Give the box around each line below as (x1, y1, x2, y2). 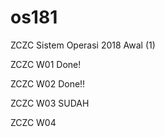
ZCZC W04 (10, 116, 57, 128)
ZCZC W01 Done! (10, 58, 82, 70)
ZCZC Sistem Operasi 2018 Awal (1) (10, 39, 156, 51)
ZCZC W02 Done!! (10, 77, 86, 90)
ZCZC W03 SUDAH (10, 97, 90, 109)
